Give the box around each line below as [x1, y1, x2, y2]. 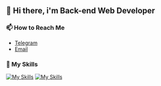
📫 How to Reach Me [6, 24, 65, 32]
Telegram [14, 39, 38, 46]
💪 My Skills [6, 60, 38, 68]
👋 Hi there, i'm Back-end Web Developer [6, 6, 155, 16]
